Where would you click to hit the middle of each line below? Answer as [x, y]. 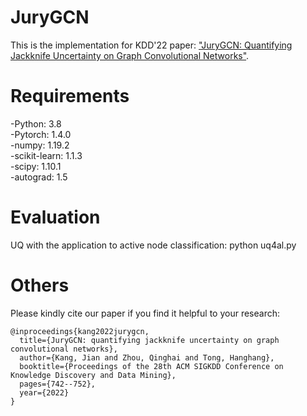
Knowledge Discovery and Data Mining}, [93, 375]
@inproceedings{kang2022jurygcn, [80, 331]
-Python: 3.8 [36, 123]
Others [40, 285]
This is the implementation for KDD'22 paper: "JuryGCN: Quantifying [151, 45]
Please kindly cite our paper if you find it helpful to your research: [145, 313]
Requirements [70, 96]
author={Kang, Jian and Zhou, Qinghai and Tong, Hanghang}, [147, 357]
